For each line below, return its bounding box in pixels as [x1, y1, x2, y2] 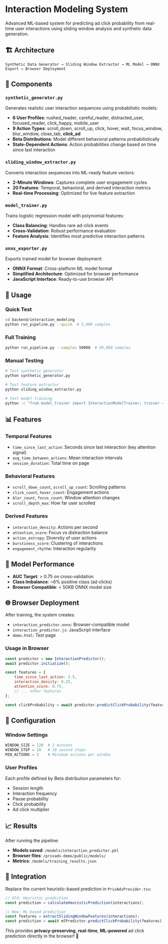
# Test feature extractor [5, 382, 59, 387]
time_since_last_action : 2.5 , [14, 675, 77, 680]
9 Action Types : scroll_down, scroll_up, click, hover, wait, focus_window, [12, 126, 162, 132]
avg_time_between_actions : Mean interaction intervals [12, 455, 122, 461]
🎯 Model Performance [5, 560, 75, 569]
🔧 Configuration [5, 716, 56, 724]
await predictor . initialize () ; [5, 661, 70, 666]
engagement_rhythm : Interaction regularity [12, 545, 96, 551]
